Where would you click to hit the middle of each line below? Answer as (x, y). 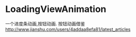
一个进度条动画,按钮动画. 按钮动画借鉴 (45, 23)
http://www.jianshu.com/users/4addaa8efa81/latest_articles (68, 29)
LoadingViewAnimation (56, 9)
